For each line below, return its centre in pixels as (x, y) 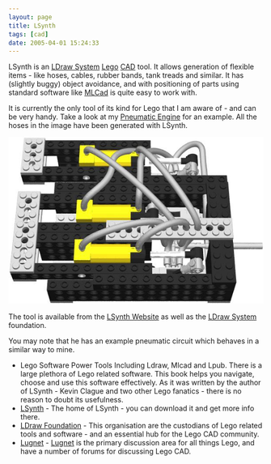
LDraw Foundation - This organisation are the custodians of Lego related (141, 426)
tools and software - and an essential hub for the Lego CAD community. (140, 434)
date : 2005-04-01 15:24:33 (54, 43)
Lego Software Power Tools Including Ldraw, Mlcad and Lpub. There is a (141, 365)
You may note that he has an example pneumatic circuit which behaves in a (134, 341)
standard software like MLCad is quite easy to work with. (103, 92)
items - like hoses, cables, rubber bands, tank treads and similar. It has (126, 75)
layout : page (30, 17)
